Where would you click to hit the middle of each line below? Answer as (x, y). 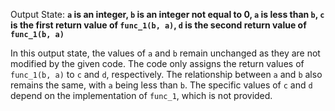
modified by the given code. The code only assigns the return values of (157, 63)
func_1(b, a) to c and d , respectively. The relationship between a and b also (166, 74)
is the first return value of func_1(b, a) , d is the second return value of (158, 25)
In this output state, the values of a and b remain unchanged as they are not (165, 53)
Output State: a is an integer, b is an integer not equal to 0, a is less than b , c (167, 14)
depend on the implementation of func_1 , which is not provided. (141, 95)
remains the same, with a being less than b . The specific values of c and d (161, 85)
